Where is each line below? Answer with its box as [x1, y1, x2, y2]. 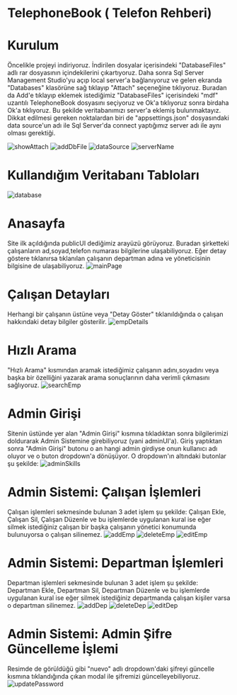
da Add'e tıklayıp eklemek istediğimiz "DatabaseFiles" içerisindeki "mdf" [7, 91, 219, 100]
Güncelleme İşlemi [7, 640, 119, 657]
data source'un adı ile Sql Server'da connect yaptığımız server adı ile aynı [7, 121, 221, 130]
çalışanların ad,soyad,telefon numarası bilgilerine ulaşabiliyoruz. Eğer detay [7, 247, 226, 255]
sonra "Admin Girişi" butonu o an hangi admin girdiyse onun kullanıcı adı [7, 444, 218, 452]
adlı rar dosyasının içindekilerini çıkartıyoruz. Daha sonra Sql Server [7, 69, 204, 77]
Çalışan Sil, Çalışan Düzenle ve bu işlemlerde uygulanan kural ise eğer [7, 515, 212, 523]
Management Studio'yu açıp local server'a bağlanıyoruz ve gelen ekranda [7, 76, 222, 84]
